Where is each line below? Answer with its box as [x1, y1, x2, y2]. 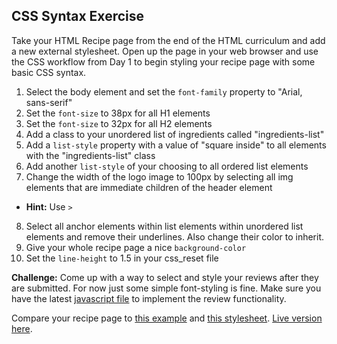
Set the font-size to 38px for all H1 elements [25, 107, 211, 119]
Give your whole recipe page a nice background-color [25, 241, 247, 253]
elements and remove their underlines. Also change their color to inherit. [25, 230, 325, 243]
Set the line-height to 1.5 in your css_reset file [25, 252, 219, 264]
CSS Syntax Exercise [11, 8, 144, 25]
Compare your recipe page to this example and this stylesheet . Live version [11, 312, 323, 324]
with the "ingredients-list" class [25, 149, 156, 161]
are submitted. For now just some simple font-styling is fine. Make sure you [11, 282, 322, 294]
